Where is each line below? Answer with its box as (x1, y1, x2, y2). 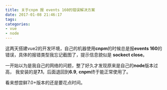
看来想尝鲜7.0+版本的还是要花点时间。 (5, 79, 85, 85)
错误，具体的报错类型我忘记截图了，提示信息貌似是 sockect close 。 (5, 52, 148, 58)
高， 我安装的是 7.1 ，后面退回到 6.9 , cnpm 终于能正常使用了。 (5, 69, 131, 75)
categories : (5, 21, 30, 27)
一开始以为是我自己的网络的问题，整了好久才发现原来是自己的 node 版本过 (5, 63, 158, 68)
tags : (5, 17, 17, 22)
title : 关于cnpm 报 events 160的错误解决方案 (5, 7, 95, 13)
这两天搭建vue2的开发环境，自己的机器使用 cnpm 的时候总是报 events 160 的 (5, 46, 162, 51)
